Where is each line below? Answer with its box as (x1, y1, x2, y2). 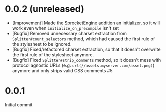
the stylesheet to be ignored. (12, 41, 72, 47)
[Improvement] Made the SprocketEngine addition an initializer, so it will (12, 20, 160, 26)
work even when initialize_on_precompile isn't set (12, 25, 119, 31)
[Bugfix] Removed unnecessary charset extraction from (12, 30, 127, 36)
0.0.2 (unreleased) (5, 3, 84, 15)
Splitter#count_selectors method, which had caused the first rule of (12, 36, 155, 42)
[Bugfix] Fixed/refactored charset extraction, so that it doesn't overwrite (12, 46, 161, 52)
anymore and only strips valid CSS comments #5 (12, 67, 113, 73)
